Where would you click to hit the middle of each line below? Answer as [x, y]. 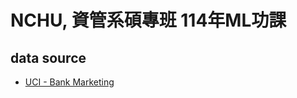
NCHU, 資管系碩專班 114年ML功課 [148, 20]
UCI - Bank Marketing [69, 82]
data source [48, 57]
